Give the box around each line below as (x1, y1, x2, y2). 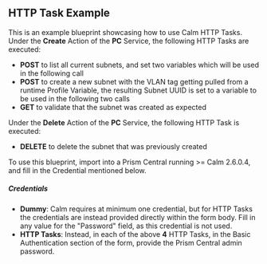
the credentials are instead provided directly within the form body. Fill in (19, 212, 256, 222)
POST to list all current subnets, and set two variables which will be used (19, 60, 260, 69)
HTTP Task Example (8, 6, 110, 20)
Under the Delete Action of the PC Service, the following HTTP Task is (8, 117, 240, 127)
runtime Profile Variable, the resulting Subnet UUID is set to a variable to (19, 85, 257, 95)
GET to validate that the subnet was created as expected (19, 102, 207, 112)
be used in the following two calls (19, 93, 130, 103)
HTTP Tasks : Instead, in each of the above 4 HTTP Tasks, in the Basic (19, 229, 251, 238)
